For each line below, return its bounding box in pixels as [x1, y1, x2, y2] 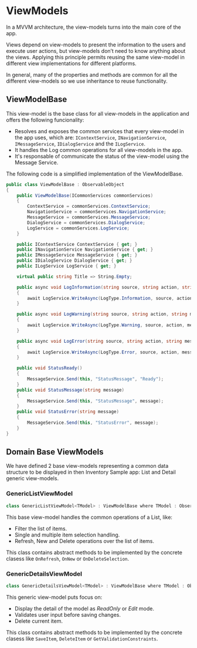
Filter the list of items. [14, 525, 67, 532]
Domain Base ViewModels [6, 447, 104, 457]
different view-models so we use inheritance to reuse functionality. [6, 77, 168, 85]
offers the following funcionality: [6, 116, 84, 123]
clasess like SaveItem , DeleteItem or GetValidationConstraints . [6, 635, 158, 642]
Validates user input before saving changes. [14, 611, 121, 618]
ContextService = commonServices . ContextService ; [27, 204, 151, 210]
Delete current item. [14, 617, 63, 625]
